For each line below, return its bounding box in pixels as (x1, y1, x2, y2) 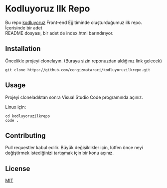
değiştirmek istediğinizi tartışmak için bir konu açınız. (5, 150, 114, 156)
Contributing (5, 131, 46, 140)
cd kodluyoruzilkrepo (5, 113, 50, 119)
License (5, 164, 30, 173)
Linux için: (5, 104, 26, 110)
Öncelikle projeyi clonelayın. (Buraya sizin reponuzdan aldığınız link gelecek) (5, 58, 162, 64)
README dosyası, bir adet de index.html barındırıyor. (5, 30, 114, 36)
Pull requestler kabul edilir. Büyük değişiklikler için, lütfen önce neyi (5, 145, 143, 151)
